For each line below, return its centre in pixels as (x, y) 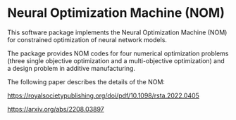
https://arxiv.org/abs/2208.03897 (56, 109)
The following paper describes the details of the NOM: (86, 81)
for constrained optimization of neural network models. (87, 39)
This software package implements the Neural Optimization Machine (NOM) (117, 32)
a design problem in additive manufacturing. (72, 68)
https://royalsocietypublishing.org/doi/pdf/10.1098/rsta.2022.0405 (103, 95)
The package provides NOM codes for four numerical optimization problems (118, 53)
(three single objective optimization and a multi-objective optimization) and (116, 60)
